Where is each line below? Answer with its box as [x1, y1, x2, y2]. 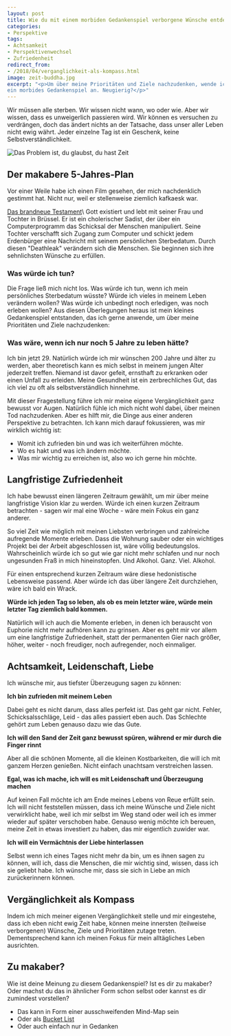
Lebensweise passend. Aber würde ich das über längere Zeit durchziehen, [7, 577, 219, 586]
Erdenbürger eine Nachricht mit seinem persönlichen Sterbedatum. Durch [7, 236, 216, 245]
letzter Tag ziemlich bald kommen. [7, 605, 108, 613]
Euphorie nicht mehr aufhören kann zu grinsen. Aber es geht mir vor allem [7, 626, 217, 634]
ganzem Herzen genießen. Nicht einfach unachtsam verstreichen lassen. [7, 762, 213, 770]
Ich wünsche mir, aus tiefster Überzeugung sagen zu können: [7, 679, 181, 687]
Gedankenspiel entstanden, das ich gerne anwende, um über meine [7, 314, 199, 322]
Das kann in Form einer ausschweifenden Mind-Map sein [16, 1007, 179, 1015]
